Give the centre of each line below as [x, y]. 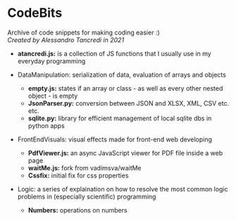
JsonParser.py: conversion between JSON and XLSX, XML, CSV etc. [129, 103]
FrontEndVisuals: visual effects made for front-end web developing [115, 139]
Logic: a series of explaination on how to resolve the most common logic [123, 189]
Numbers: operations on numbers [78, 210]
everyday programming [51, 61]
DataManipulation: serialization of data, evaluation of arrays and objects [122, 75]
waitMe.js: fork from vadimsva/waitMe [85, 168]
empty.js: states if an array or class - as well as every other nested [125, 88]
